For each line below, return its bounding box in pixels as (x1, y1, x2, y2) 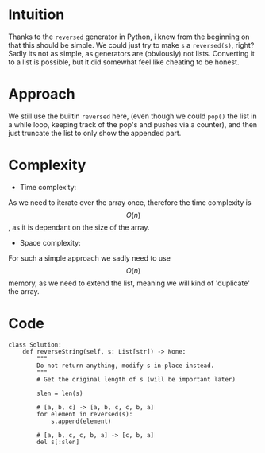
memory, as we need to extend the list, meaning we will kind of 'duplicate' (8, 278, 250, 288)
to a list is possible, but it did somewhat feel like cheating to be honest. (8, 57, 240, 67)
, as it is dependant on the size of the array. (8, 223, 150, 232)
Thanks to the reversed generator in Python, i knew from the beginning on (8, 32, 250, 41)
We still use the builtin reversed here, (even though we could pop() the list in (8, 111, 257, 121)
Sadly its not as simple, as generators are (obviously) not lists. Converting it (8, 48, 255, 58)
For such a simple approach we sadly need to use (8, 253, 171, 263)
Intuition (8, 6, 65, 24)
